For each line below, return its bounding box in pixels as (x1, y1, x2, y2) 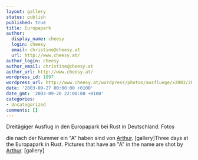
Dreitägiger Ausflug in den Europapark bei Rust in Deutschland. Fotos (6, 123, 175, 130)
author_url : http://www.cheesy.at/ (6, 69, 94, 75)
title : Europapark (6, 25, 51, 31)
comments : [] (6, 107, 38, 113)
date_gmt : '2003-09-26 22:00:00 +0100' (6, 91, 104, 96)
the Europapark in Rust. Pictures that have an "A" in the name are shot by (6, 141, 184, 148)
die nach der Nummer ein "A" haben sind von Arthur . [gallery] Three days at (6, 135, 189, 142)
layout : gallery (6, 8, 46, 15)
